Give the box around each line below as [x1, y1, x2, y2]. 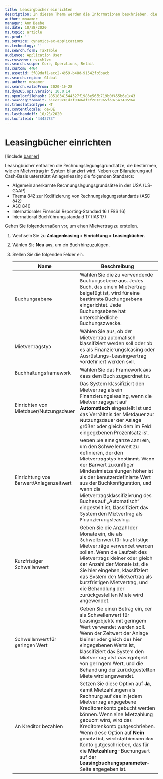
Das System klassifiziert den [80, 380, 145, 387]
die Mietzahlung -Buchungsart [80, 747, 150, 754]
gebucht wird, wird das [80, 717, 132, 723]
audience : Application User [5, 52, 62, 58]
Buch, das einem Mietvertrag [80, 283, 146, 290]
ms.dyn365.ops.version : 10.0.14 [5, 89, 70, 94]
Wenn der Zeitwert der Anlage [80, 630, 148, 637]
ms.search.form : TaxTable [5, 48, 57, 53]
